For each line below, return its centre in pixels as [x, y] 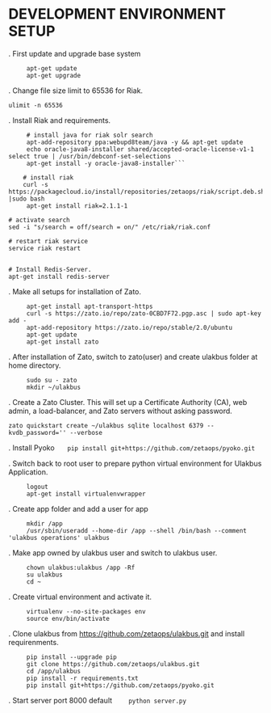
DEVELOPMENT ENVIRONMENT [117, 14]
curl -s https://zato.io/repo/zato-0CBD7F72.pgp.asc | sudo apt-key [144, 313]
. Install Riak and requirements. [60, 120]
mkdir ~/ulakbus [54, 387]
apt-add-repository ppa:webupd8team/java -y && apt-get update [135, 142]
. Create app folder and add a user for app [79, 508]
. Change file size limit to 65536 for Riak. [76, 91]
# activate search [39, 220]
